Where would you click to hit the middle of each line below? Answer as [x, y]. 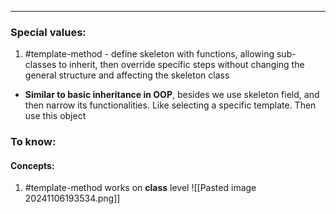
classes [40, 65]
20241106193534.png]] [72, 198]
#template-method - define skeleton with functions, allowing [149, 54]
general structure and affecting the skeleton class [127, 75]
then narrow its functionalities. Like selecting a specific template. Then [170, 105]
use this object [55, 116]
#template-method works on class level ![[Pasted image [140, 188]
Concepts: [32, 165]
